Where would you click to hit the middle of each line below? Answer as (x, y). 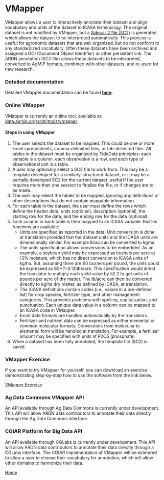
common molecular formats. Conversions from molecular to (80, 326)
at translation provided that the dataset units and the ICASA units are (89, 237)
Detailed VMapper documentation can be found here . (59, 93)
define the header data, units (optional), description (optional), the (79, 211)
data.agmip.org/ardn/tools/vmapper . (42, 121)
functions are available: (36, 227)
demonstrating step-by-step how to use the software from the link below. (79, 375)
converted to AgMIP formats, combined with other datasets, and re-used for (82, 64)
